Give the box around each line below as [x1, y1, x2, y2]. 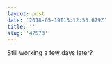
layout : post [7, 10, 45, 17]
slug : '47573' [7, 29, 49, 37]
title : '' [7, 23, 36, 30]
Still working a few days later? [7, 49, 93, 57]
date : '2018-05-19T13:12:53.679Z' [7, 17, 108, 24]
